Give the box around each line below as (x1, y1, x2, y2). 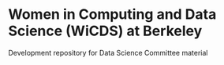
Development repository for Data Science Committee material (8, 48, 208, 57)
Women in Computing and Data (8, 5, 217, 23)
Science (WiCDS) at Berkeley (8, 22, 203, 40)
